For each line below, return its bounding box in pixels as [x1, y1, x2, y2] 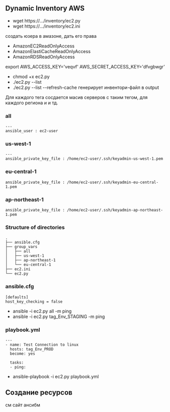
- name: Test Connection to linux [5, 342, 79, 347]
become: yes [10, 351, 36, 356]
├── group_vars [5, 245, 38, 250]
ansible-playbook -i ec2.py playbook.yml [12, 373, 99, 379]
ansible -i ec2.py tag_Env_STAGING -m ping [12, 313, 105, 320]
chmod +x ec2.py [12, 74, 50, 80]
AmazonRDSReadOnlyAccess [12, 54, 75, 60]
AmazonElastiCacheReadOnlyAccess [12, 48, 91, 54]
